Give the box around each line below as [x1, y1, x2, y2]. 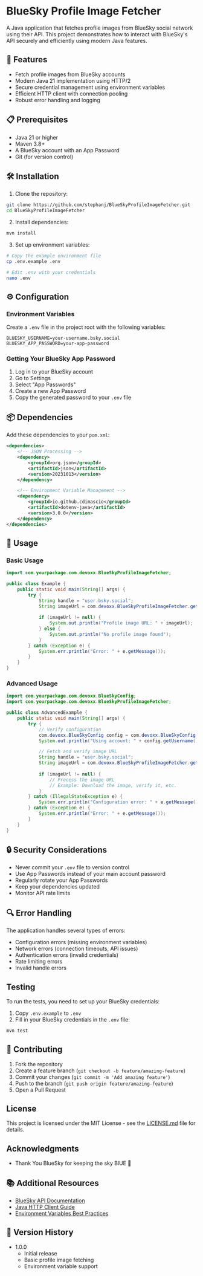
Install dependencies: [14, 219, 69, 226]
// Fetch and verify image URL [38, 748, 118, 755]
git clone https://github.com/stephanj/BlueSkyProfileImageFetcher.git [6, 202, 190, 208]
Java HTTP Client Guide [14, 1203, 76, 1211]
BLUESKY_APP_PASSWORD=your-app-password [6, 340, 110, 347]
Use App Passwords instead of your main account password [14, 870, 166, 878]
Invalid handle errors [14, 964, 66, 971]
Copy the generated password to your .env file [14, 394, 132, 401]
